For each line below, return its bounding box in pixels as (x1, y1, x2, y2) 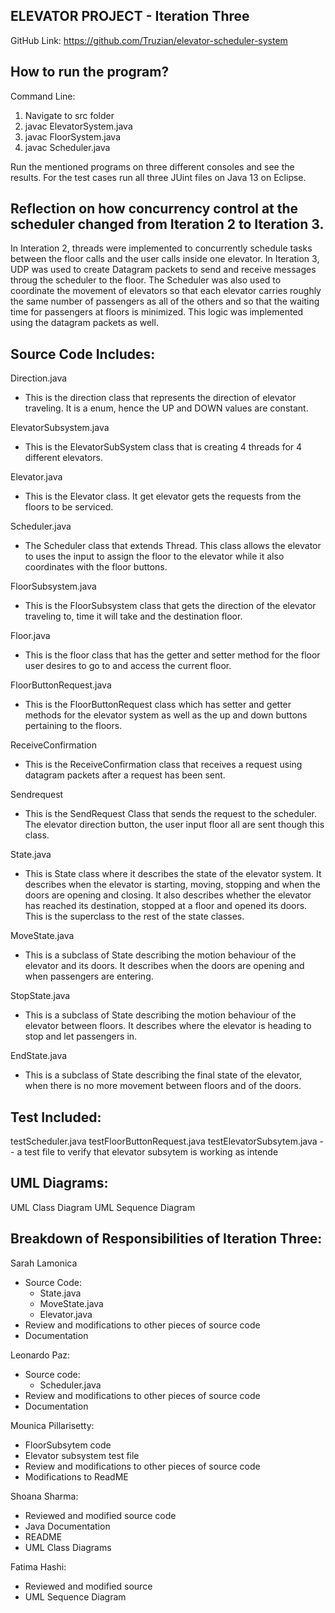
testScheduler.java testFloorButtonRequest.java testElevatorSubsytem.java (10, 1135, 318, 1148)
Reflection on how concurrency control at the (10, 200, 299, 218)
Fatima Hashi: (10, 1560, 67, 1573)
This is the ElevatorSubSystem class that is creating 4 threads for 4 (24, 441, 303, 453)
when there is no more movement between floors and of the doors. (24, 1080, 302, 1092)
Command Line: (10, 90, 76, 102)
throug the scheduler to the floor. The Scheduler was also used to (10, 274, 282, 286)
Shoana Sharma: (10, 1490, 79, 1502)
